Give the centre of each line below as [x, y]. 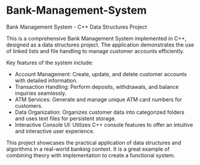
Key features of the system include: [50, 63]
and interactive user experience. [55, 131]
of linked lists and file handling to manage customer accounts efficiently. [95, 51]
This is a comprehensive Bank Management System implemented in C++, [96, 38]
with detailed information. [46, 80]
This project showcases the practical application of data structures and [94, 142]
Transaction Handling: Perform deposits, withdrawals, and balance [97, 86]
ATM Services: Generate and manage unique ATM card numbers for [98, 99]
